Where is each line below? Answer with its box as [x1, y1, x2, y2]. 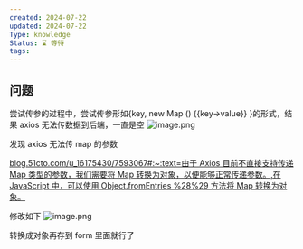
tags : [9, 47, 30, 56]
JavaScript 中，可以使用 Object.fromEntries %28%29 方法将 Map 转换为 [9, 180, 279, 190]
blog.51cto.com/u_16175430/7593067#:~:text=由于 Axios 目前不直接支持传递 [9, 157, 294, 168]
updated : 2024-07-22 [9, 22, 88, 31]
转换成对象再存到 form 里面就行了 [9, 229, 135, 240]
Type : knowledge [9, 30, 71, 39]
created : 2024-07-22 [9, 13, 88, 23]
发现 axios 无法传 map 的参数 [9, 138, 118, 149]
